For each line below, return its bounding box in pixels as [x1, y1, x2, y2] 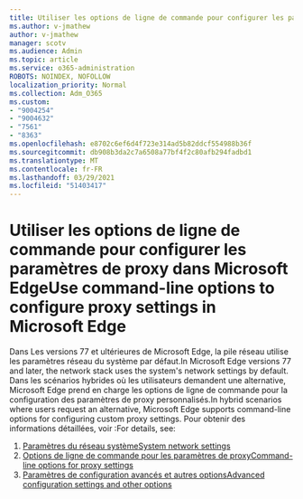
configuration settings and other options [22, 479, 173, 490]
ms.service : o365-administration [9, 64, 135, 73]
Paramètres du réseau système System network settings [22, 440, 232, 452]
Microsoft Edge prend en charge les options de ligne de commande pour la [9, 385, 289, 396]
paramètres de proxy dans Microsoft [9, 259, 289, 279]
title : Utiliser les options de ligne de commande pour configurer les [9, 13, 284, 23]
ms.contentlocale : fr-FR [9, 165, 103, 174]
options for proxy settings [37, 460, 133, 471]
